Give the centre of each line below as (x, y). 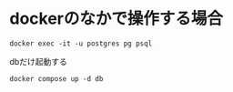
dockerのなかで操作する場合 (116, 19)
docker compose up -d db (56, 78)
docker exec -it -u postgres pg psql (81, 43)
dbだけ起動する (39, 61)
